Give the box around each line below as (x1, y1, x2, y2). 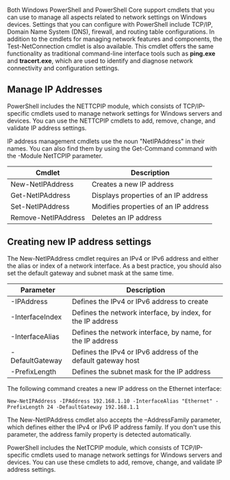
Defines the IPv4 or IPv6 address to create (71, 296, 209, 306)
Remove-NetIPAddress (10, 212, 86, 222)
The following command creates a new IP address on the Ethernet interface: (7, 384, 222, 392)
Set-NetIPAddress (10, 201, 70, 211)
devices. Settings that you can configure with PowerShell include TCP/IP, (7, 21, 214, 28)
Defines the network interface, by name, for (71, 327, 212, 337)
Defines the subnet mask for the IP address (71, 366, 211, 376)
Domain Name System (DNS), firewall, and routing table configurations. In (7, 27, 215, 36)
